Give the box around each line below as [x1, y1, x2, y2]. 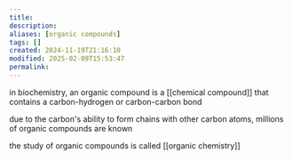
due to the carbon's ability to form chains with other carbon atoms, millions [9, 113, 284, 124]
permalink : [9, 63, 50, 72]
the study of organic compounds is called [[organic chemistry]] [9, 140, 242, 151]
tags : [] [9, 37, 42, 47]
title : [9, 12, 34, 22]
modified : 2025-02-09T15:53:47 [9, 54, 125, 63]
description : [9, 21, 58, 30]
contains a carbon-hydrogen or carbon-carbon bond [9, 96, 202, 107]
